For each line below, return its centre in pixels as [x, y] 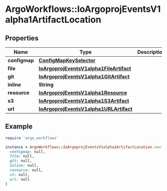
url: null [20, 179]
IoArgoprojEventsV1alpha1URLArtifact [86, 109]
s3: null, [20, 175]
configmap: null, [28, 152]
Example [19, 127]
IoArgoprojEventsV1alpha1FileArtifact [85, 68]
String [46, 85]
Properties [22, 38]
